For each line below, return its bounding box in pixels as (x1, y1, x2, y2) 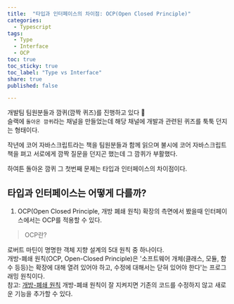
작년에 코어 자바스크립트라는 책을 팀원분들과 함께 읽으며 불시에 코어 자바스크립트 (7, 141, 227, 150)
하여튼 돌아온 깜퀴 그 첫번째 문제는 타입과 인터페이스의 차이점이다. (7, 164, 188, 173)
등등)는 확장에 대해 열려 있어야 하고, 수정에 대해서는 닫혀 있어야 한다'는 (14, 263, 208, 272)
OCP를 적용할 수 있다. (41, 216, 103, 225)
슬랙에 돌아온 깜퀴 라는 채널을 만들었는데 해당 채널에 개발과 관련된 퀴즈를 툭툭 (7, 117, 214, 126)
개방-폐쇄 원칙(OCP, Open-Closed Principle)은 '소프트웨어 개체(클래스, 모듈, (7, 254, 219, 263)
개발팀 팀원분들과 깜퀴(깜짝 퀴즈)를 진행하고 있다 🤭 (7, 108, 145, 117)
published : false (7, 82, 58, 89)
